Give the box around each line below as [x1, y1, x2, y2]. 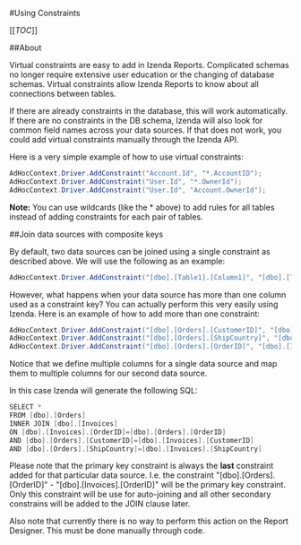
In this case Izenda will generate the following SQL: [9, 385, 198, 396]
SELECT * [9, 402, 42, 411]
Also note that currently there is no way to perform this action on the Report [9, 515, 289, 527]
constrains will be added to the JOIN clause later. [9, 498, 191, 509]
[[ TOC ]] [9, 25, 38, 35]
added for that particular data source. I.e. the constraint [9, 470, 215, 480]
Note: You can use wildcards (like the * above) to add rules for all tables [9, 202, 275, 212]
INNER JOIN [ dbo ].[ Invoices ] [9, 419, 118, 428]
